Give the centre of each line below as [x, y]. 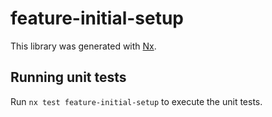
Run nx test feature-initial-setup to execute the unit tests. [136, 101]
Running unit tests [68, 77]
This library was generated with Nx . [83, 46]
